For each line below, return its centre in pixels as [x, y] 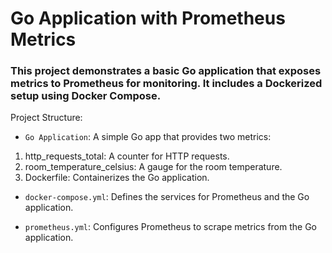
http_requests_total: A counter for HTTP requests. [127, 156]
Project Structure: [46, 118]
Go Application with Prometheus [148, 18]
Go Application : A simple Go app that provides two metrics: [148, 137]
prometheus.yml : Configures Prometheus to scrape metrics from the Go [170, 227]
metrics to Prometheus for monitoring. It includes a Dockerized [166, 84]
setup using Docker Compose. [86, 96]
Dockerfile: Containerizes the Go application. [117, 178]
